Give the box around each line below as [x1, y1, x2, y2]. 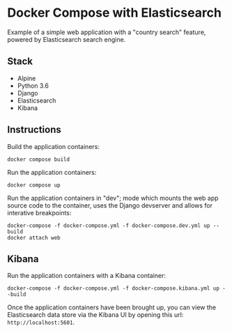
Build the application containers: [7, 142, 100, 150]
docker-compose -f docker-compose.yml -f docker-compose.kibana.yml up [7, 285, 219, 292]
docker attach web [7, 234, 61, 241]
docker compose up [7, 181, 61, 189]
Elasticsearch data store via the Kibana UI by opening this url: [7, 311, 184, 319]
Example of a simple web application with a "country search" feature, [7, 28, 206, 36]
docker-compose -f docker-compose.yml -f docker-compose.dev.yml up [7, 222, 210, 229]
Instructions [7, 124, 61, 136]
